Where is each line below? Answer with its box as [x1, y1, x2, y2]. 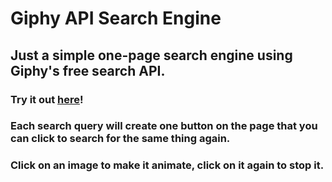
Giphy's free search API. [10, 62, 166, 79]
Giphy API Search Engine [10, 7, 222, 30]
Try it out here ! [10, 92, 84, 106]
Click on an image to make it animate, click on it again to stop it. [10, 158, 325, 172]
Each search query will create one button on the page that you [10, 119, 318, 133]
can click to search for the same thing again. [10, 132, 231, 146]
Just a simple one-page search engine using [10, 47, 293, 64]
